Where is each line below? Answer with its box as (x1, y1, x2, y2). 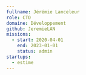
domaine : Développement (6, 20, 67, 26)
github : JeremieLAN (6, 25, 56, 32)
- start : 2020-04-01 (12, 37, 64, 43)
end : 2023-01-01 (17, 43, 59, 49)
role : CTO (6, 15, 31, 21)
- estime (12, 59, 34, 65)
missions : (6, 31, 31, 37)
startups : (6, 54, 31, 60)
